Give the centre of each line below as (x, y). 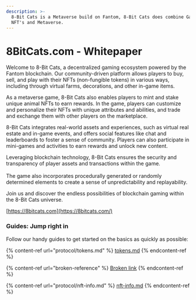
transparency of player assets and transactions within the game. (83, 164)
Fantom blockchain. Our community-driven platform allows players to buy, (95, 74)
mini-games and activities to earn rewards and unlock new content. (87, 146)
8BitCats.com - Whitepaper (74, 51)
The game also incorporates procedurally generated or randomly (84, 176)
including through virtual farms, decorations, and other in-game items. (90, 86)
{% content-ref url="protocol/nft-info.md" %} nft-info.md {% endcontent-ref (98, 285)
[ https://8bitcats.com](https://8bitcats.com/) (59, 211)
